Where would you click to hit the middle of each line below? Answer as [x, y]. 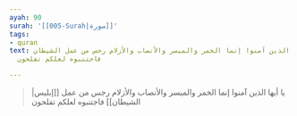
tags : [19, 34]
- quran [24, 42]
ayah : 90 [25, 17]
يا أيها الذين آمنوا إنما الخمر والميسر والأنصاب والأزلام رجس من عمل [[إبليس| [158, 92]
